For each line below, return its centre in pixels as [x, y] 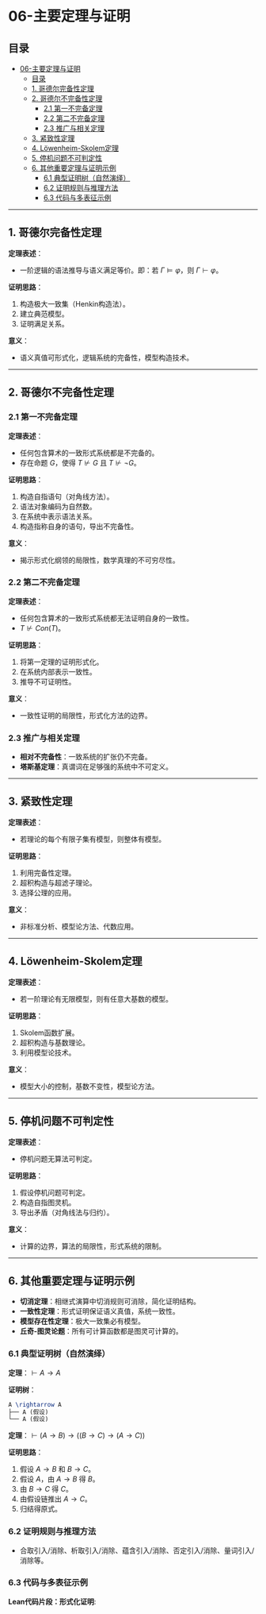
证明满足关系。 [44, 323]
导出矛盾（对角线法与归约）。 [66, 1212]
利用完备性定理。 [47, 873]
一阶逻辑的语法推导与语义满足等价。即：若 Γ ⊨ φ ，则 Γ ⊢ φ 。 [121, 270]
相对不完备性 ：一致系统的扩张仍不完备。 [85, 757]
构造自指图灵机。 [47, 1202]
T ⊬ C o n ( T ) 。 [42, 627]
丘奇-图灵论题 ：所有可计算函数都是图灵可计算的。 [101, 1331]
